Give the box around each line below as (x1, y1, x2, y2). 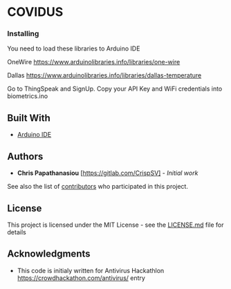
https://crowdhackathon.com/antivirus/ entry (17, 274, 145, 282)
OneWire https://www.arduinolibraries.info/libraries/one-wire (7, 58, 181, 66)
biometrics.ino (7, 92, 48, 100)
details (7, 227, 26, 236)
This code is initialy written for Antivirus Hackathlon (17, 266, 165, 274)
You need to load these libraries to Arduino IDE (7, 44, 140, 53)
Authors (7, 150, 44, 162)
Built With (7, 112, 50, 124)
